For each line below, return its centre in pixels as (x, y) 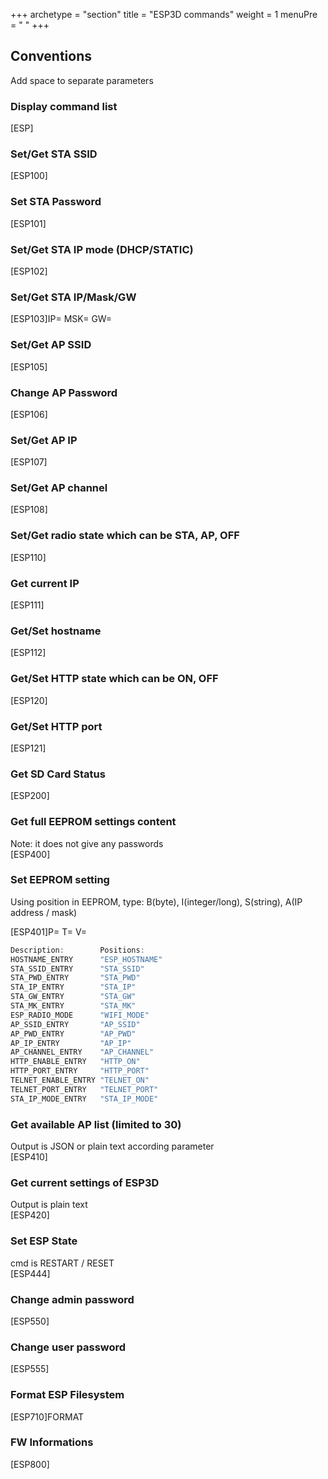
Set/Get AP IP (44, 440)
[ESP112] (28, 653)
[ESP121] (28, 748)
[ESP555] (30, 1369)
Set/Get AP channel (59, 488)
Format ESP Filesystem (67, 1395)
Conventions (51, 56)
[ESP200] (30, 796)
